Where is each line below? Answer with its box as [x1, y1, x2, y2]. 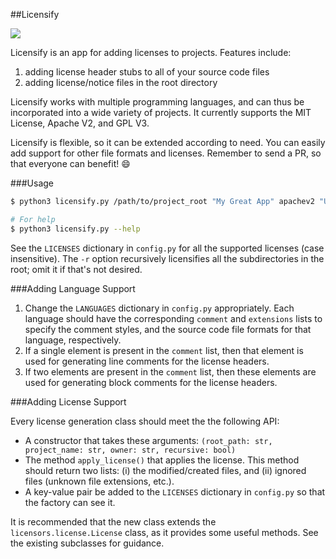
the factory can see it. [24, 496, 116, 508]
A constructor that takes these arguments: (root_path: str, [24, 434, 273, 446]
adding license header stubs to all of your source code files [24, 66, 270, 78]
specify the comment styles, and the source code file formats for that [24, 323, 312, 335]
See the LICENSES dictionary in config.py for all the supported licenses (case [10, 242, 325, 254]
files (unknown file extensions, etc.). [24, 475, 175, 487]
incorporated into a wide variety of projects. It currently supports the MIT [10, 107, 312, 118]
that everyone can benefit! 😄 [10, 158, 131, 169]
